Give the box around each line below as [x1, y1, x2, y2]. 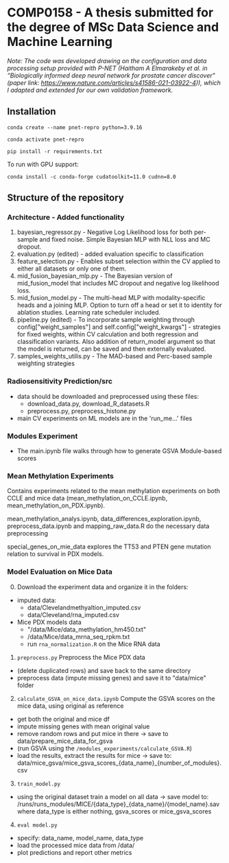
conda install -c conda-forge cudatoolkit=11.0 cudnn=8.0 [7, 173, 176, 180]
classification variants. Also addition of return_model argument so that [16, 338, 216, 346]
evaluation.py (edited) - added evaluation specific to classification [16, 250, 204, 258]
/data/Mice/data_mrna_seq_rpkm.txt [27, 632, 130, 641]
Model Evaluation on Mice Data [7, 567, 113, 577]
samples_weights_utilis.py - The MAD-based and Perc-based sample [16, 352, 213, 360]
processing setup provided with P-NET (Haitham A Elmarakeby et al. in [7, 64, 208, 72]
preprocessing [7, 529, 48, 538]
